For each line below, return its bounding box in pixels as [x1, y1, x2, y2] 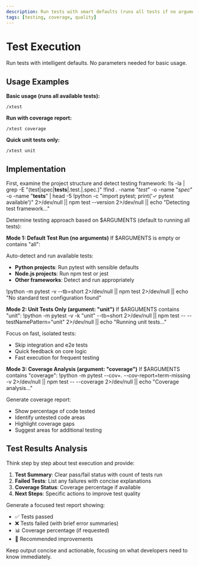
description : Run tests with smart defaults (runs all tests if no [6, 8, 176, 15]
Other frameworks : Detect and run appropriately [14, 276, 134, 284]
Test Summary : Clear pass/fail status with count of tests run [14, 471, 163, 478]
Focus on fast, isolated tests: [6, 330, 76, 337]
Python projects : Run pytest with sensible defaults [14, 264, 139, 271]
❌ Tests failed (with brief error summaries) [14, 520, 119, 527]
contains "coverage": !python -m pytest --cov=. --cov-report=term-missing [6, 372, 191, 379]
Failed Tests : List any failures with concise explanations [14, 477, 152, 485]
